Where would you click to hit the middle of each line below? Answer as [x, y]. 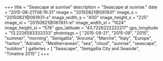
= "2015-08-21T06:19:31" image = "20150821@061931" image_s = [71, 12]
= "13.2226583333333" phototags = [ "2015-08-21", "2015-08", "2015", [77, 33]
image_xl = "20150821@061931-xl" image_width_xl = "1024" [65, 22]
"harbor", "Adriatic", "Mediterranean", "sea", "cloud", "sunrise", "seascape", [81, 43]
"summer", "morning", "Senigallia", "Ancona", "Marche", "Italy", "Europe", [79, 38]
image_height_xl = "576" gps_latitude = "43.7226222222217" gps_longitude [81, 28]
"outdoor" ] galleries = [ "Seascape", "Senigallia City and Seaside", [72, 49]
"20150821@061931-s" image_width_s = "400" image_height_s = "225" [77, 17]
